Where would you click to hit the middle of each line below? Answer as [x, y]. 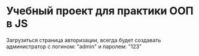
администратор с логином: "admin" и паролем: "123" [74, 46]
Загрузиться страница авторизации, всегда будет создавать [84, 40]
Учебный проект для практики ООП [100, 11]
